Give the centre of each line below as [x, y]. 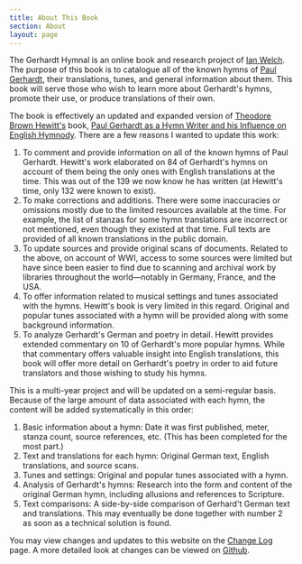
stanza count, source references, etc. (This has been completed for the [155, 437]
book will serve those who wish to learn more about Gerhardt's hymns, [141, 89]
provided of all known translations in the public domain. [125, 239]
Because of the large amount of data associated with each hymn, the [137, 400]
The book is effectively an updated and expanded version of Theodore [141, 116]
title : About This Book [54, 18]
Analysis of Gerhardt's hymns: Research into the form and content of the [157, 485]
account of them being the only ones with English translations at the [149, 171]
